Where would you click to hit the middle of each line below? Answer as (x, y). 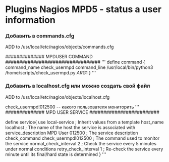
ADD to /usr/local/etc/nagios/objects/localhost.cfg (58, 97)
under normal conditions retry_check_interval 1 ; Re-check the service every (84, 149)
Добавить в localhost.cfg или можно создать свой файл (78, 86)
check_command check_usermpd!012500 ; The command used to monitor (82, 138)
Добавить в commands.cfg (40, 36)
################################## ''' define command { (75, 62)
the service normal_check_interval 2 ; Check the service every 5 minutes (81, 143)
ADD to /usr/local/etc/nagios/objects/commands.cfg (60, 47)
